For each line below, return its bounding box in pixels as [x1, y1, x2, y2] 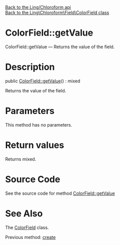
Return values [5, 140, 64, 151]
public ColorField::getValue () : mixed [5, 78, 80, 84]
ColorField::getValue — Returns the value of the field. [5, 44, 115, 50]
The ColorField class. [5, 224, 49, 230]
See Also [5, 208, 43, 219]
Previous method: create [5, 234, 56, 240]
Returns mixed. [5, 156, 36, 162]
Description [5, 61, 55, 73]
